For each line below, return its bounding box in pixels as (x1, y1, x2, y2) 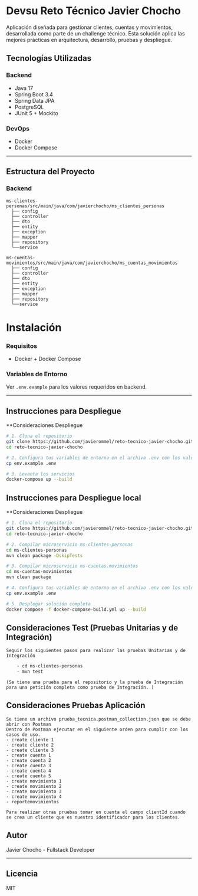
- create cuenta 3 (6, 763, 51, 768)
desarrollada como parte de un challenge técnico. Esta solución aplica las (6, 30, 185, 37)
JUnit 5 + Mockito (14, 109, 58, 116)
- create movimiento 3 (6, 789, 62, 794)
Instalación (6, 321, 62, 334)
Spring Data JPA (14, 97, 55, 104)
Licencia (6, 869, 38, 879)
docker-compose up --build (6, 477, 72, 483)
